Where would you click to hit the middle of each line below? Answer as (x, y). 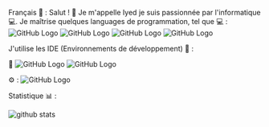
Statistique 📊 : (33, 96)
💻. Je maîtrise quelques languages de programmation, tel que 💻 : (118, 21)
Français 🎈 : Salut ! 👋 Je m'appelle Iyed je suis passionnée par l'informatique (134, 12)
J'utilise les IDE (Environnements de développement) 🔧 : (101, 49)
